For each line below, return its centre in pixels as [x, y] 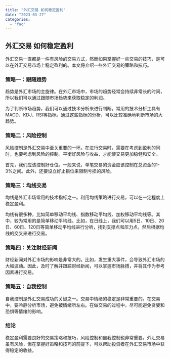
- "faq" [18, 24]
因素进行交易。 [21, 272]
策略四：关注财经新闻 [31, 247]
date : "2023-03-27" [26, 15]
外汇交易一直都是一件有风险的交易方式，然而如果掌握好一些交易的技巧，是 [83, 59]
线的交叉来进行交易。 [27, 233]
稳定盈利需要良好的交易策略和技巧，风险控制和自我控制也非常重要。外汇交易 [85, 337]
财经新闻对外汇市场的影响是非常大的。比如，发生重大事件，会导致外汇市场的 [85, 260]
